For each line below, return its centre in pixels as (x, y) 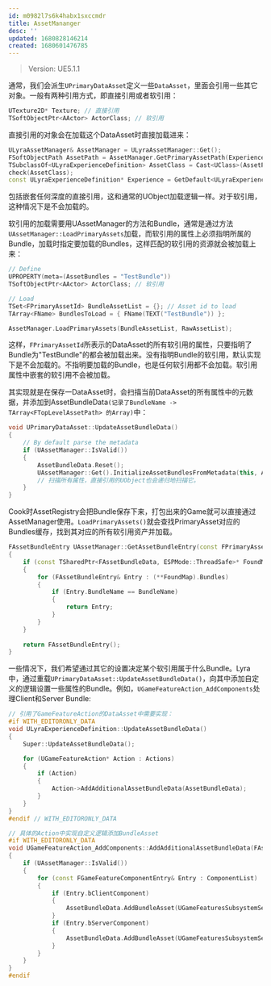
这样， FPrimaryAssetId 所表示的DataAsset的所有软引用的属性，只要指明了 (130, 345)
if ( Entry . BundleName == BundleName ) (115, 592)
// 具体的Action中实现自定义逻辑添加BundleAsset (83, 833)
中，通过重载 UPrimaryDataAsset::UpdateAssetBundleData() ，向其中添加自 (130, 679)
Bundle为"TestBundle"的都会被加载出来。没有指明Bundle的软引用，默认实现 (135, 355)
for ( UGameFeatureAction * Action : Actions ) (99, 758)
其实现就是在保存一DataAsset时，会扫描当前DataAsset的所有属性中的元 (127, 392)
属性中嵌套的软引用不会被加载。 (61, 375)
